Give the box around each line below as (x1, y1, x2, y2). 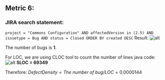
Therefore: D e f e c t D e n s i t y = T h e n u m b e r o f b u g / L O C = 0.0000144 (5, 69, 142, 75)
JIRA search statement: (5, 19, 64, 26)
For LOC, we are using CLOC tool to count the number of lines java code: (5, 54, 155, 60)
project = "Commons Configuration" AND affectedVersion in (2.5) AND (5, 30, 154, 35)
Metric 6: (5, 4, 35, 12)
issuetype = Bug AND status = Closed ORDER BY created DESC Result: (5, 34, 149, 40)
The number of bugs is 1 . (5, 44, 57, 50)
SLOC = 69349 (16, 59, 48, 65)
